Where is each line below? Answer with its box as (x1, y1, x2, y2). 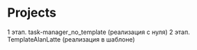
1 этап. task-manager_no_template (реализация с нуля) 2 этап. (7, 28, 190, 36)
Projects (7, 5, 57, 21)
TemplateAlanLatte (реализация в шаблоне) (7, 35, 136, 43)
